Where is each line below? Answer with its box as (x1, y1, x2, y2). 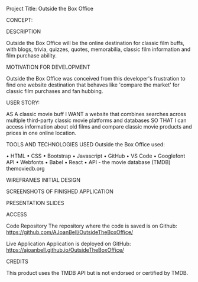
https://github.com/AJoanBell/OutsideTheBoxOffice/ (6, 229, 134, 236)
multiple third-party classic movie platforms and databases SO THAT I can (6, 117, 187, 124)
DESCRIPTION (6, 28, 41, 35)
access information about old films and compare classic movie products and (6, 123, 192, 130)
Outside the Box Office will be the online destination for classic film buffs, (6, 40, 185, 46)
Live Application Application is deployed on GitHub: (6, 240, 131, 247)
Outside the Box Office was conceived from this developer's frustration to (6, 75, 186, 82)
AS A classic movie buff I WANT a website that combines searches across (6, 111, 186, 117)
